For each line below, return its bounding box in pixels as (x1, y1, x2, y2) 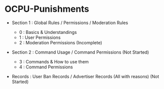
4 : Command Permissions (19, 64, 73, 70)
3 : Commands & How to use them (19, 59, 89, 64)
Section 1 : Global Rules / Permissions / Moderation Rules (11, 20, 128, 26)
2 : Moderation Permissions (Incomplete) (19, 39, 102, 45)
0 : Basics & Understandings (19, 29, 77, 35)
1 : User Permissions (19, 34, 61, 40)
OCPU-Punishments (4, 3, 89, 15)
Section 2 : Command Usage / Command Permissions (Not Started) (11, 49, 149, 55)
